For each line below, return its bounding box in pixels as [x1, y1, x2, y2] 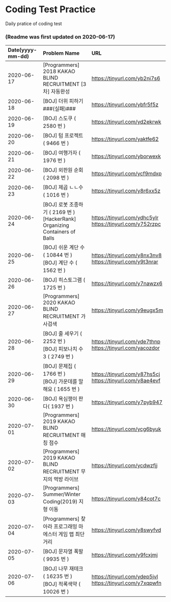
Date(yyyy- [8, 47, 37, 54]
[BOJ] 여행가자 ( [43, 149, 81, 156]
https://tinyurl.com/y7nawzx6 [91, 280, 163, 287]
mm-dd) [8, 53, 29, 60]
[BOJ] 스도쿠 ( [43, 115, 76, 122]
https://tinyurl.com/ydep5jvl [91, 573, 158, 581]
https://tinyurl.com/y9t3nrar [91, 258, 159, 265]
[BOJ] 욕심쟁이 [43, 395, 77, 402]
